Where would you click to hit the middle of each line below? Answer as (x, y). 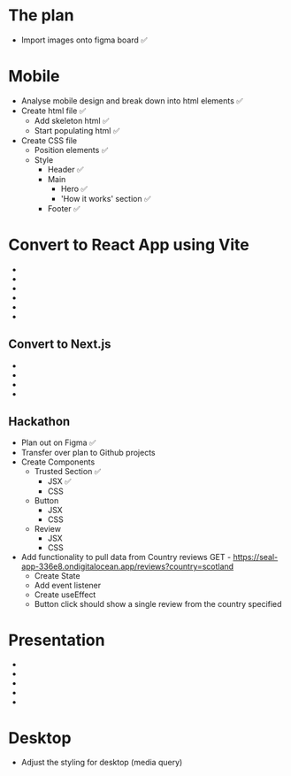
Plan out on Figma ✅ (58, 442)
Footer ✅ (64, 208)
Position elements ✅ (71, 150)
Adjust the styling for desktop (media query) (102, 763)
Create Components (58, 462)
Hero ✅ (74, 188)
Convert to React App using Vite (129, 245)
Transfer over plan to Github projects (88, 453)
